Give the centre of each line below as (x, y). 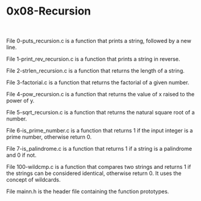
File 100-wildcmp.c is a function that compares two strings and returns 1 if (99, 166)
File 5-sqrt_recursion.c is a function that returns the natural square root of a (100, 112)
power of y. (21, 100)
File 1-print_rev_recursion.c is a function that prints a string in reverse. (93, 59)
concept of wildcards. (34, 179)
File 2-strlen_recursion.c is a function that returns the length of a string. (95, 70)
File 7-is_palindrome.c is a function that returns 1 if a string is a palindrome (99, 148)
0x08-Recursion (49, 11)
